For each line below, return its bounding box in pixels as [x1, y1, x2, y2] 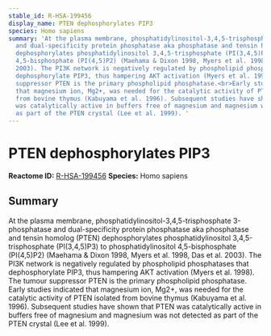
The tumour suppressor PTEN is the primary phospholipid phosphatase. [8, 275, 248, 285]
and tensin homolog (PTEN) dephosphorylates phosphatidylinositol [8, 233, 231, 242]
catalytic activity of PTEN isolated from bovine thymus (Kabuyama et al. [8, 292, 248, 303]
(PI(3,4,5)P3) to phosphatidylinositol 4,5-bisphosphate [56, 241, 236, 251]
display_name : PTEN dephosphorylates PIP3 [8, 19, 153, 27]
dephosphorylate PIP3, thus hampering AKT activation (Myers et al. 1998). [8, 267, 256, 277]
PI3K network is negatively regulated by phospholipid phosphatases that [8, 258, 249, 268]
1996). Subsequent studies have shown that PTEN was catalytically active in [8, 301, 262, 311]
